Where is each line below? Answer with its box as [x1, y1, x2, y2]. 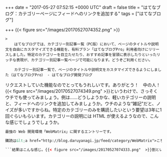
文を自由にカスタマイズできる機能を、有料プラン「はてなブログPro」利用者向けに [5, 47, 149, 52]
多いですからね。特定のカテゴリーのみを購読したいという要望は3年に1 [18, 107, 162, 113]
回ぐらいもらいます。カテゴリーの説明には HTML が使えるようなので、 [5, 113, 150, 119]
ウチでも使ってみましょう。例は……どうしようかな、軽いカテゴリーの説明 [5, 94, 156, 100]
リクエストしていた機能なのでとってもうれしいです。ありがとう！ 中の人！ [5, 82, 161, 88]
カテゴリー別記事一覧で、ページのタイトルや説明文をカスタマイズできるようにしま [14, 67, 158, 72]
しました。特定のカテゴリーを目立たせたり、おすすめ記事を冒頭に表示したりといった [8, 52, 157, 57]
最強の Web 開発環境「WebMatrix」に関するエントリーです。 [5, 129, 114, 134]
